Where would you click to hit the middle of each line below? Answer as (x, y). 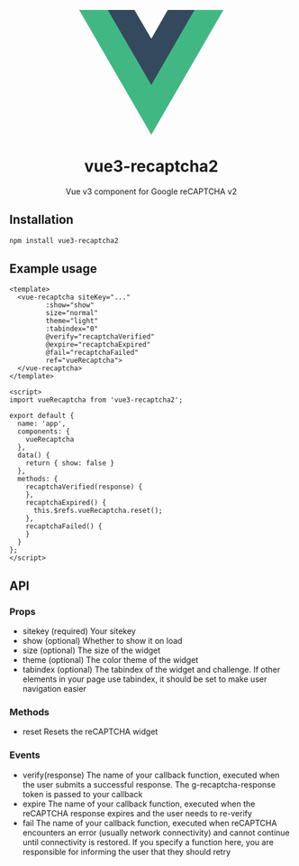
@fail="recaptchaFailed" (92, 353)
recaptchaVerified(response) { (84, 487)
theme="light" (72, 321)
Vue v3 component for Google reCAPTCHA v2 (151, 191)
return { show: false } (70, 463)
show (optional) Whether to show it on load (102, 641)
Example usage (53, 269)
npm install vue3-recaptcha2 (64, 240)
